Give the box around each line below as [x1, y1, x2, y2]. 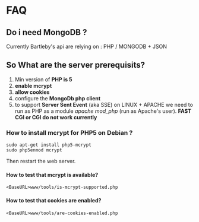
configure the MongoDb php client [14, 94, 101, 102]
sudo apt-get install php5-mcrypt [6, 142, 92, 148]
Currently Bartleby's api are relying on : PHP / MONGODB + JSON [6, 43, 168, 50]
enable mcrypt [14, 82, 52, 89]
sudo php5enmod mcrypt [6, 147, 62, 153]
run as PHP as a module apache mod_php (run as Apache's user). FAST [14, 107, 192, 115]
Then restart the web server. [6, 158, 76, 165]
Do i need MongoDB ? [6, 27, 87, 37]
